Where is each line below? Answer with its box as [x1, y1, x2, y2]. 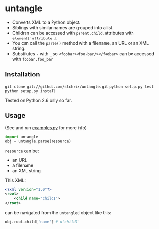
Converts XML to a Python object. [12, 19, 81, 25]
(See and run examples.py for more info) [5, 124, 87, 131]
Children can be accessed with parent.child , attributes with [12, 30, 134, 36]
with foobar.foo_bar [12, 56, 53, 62]
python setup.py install [5, 88, 56, 94]
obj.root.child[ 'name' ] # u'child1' [5, 219, 80, 224]
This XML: [5, 177, 26, 183]
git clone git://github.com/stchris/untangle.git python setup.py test [5, 84, 154, 89]
